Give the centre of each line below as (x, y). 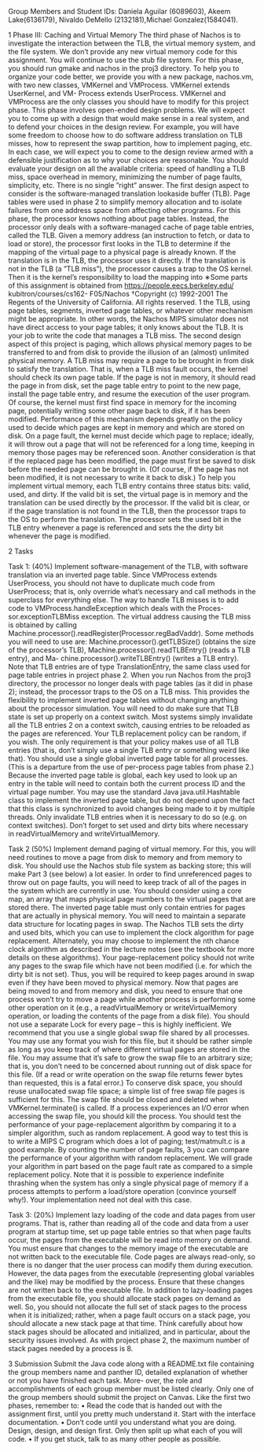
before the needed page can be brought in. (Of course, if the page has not (128, 469)
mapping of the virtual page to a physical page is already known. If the (122, 252)
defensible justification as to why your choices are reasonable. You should (128, 160)
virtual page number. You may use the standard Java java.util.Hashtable (124, 792)
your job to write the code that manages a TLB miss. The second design (125, 336)
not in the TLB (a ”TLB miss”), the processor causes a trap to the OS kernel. (130, 269)
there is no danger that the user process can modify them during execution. (131, 1265)
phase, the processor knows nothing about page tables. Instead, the (119, 219)
